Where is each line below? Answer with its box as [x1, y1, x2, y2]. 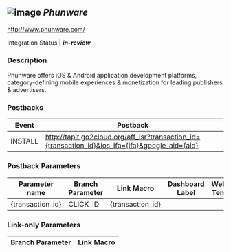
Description [7, 56, 47, 65]
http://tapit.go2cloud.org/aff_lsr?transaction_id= [45, 132, 201, 141]
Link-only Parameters [7, 220, 81, 229]
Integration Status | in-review [7, 38, 91, 47]
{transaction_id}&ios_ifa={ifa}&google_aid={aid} [45, 141, 199, 150]
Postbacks [7, 103, 43, 113]
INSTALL [10, 137, 39, 146]
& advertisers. [7, 86, 47, 94]
